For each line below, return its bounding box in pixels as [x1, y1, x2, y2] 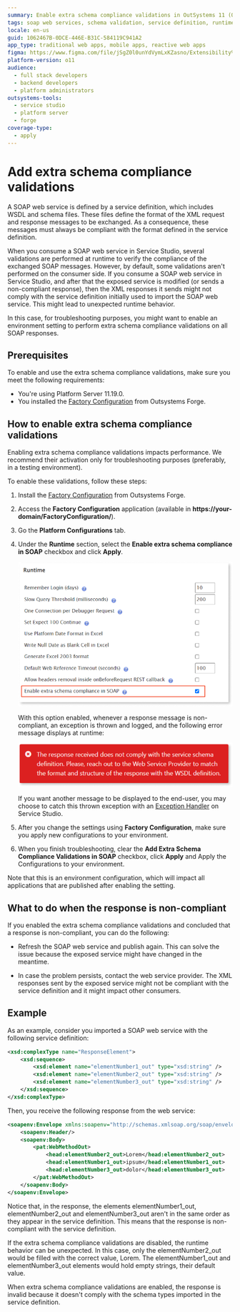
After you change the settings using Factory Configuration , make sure [17, 823, 226, 832]
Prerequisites [7, 349, 69, 361]
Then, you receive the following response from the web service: [7, 1106, 196, 1115]
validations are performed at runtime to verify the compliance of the [7, 254, 207, 263]
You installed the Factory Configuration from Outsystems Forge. [17, 397, 206, 406]
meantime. [17, 957, 49, 966]
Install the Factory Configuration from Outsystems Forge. [17, 491, 186, 500]
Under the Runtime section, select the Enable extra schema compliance [17, 540, 233, 549]
